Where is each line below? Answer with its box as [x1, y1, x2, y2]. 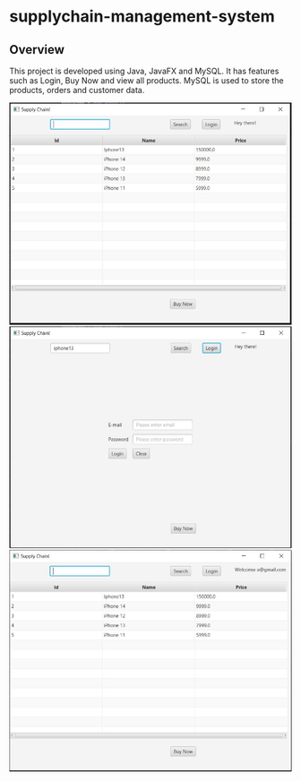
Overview [9, 42, 65, 57]
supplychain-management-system [9, 6, 275, 27]
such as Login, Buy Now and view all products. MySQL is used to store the [9, 75, 284, 86]
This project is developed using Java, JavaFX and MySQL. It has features [9, 65, 279, 76]
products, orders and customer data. [9, 85, 145, 95]
